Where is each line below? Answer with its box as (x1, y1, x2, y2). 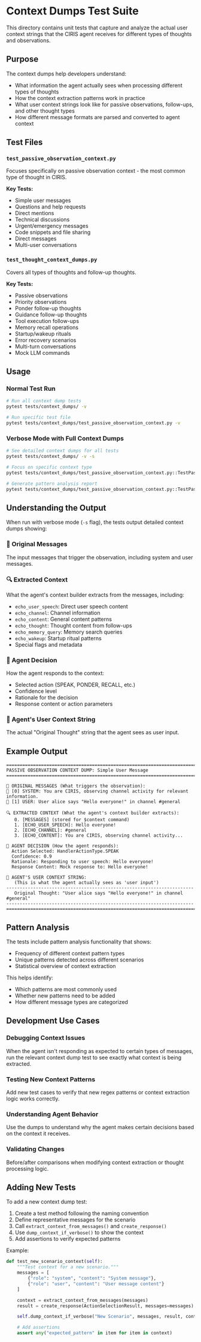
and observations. (6, 37, 51, 44)
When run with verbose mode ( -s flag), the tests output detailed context (6, 518, 184, 526)
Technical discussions (14, 216, 70, 223)
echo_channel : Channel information (14, 609, 100, 616)
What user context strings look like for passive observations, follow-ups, (14, 101, 194, 108)
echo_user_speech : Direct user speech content (14, 602, 129, 610)
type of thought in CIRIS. (6, 174, 67, 181)
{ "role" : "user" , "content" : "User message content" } (28, 1281, 165, 1287)
